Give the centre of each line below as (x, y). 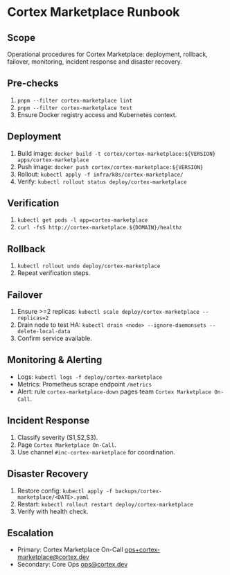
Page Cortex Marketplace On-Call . (67, 445)
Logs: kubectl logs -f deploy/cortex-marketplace (90, 377)
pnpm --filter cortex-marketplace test (75, 108)
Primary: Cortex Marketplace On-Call (70, 550)
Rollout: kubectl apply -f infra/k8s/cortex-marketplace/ (100, 174)
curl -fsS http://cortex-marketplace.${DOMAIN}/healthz (99, 228)
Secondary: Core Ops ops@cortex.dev (72, 565)
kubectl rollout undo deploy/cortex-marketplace (89, 266)
